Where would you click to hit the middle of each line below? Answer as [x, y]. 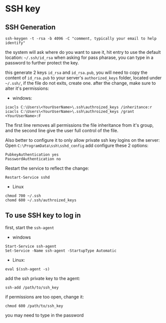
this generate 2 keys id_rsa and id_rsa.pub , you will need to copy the [76, 72]
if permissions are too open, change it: [45, 297]
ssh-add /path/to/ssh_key [32, 288]
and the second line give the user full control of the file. [62, 131]
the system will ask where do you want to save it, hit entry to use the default [83, 52]
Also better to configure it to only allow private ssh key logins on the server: [83, 140]
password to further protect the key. [42, 63]
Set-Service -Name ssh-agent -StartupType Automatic [61, 251]
